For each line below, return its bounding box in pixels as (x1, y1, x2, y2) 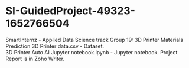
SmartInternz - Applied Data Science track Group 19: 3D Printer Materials (5, 36, 184, 43)
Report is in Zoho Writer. (5, 55, 65, 62)
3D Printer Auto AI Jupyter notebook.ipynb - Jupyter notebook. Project (5, 48, 178, 56)
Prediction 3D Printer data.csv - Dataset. (5, 43, 105, 50)
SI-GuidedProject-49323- (5, 4, 135, 18)
